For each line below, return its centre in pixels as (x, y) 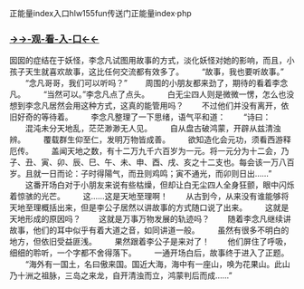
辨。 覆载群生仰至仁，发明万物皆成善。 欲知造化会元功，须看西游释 (150, 140)
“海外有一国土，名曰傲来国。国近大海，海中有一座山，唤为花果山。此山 (158, 265)
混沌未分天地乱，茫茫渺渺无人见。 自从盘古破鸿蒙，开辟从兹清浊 (153, 129)
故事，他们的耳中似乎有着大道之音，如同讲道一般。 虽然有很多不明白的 (149, 230)
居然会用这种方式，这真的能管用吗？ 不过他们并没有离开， (165, 106)
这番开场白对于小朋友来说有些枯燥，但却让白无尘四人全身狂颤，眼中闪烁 (160, 185)
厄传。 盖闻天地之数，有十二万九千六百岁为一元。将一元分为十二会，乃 (149, 151)
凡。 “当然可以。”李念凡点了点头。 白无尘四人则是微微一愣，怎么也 (148, 94)
